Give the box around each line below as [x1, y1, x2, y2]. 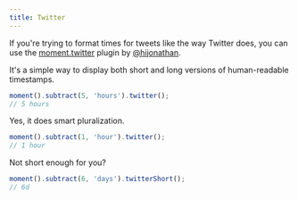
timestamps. [9, 73, 55, 85]
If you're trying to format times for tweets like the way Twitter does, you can [9, 37, 288, 48]
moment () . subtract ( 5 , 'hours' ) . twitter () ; [9, 91, 170, 100]
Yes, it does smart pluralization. [9, 115, 125, 126]
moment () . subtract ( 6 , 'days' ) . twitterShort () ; [9, 175, 186, 184]
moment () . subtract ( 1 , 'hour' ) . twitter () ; [9, 133, 166, 142]
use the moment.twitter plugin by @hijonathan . [9, 46, 181, 58]
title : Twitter [9, 12, 66, 22]
